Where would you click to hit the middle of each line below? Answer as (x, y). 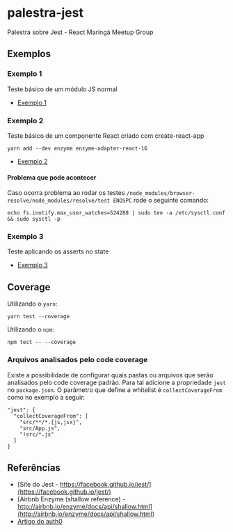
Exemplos (29, 54)
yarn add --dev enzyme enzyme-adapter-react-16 (78, 148)
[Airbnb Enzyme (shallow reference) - (71, 499)
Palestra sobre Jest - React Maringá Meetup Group (80, 32)
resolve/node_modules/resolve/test (59, 201)
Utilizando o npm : (31, 329)
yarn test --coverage (39, 317)
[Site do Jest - (38, 485)
